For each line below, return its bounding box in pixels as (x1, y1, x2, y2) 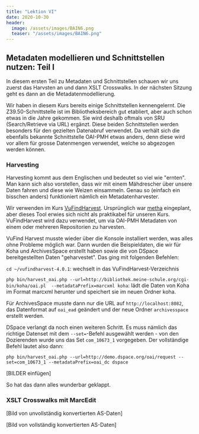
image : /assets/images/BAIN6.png (11, 25, 94, 31)
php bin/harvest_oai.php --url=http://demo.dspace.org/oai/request (6, 354, 176, 360)
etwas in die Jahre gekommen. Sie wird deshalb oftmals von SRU (6, 114, 165, 122)
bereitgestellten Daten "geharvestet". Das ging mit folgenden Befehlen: (6, 254, 179, 261)
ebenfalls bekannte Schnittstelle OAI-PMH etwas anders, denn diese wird (6, 133, 185, 140)
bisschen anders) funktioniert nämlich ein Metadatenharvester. (6, 193, 160, 200)
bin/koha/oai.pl (6, 283, 46, 289)
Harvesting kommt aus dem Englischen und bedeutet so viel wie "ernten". (6, 174, 186, 181)
